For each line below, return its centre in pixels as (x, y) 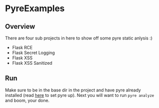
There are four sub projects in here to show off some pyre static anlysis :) (79, 38)
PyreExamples (35, 9)
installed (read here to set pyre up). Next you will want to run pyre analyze (80, 95)
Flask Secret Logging (33, 53)
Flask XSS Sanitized (32, 63)
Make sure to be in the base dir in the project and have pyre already (73, 90)
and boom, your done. (27, 100)
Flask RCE (22, 47)
